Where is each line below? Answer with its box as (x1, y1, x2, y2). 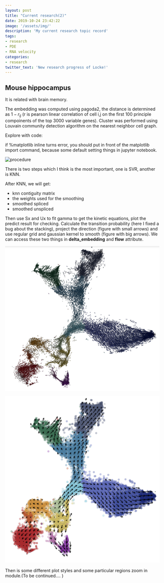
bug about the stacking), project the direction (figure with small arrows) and (5, 226, 158, 231)
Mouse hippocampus (5, 83, 71, 92)
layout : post (5, 8, 32, 13)
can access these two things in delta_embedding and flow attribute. (5, 236, 143, 242)
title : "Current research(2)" (5, 13, 67, 18)
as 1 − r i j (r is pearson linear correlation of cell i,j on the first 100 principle (5, 111, 152, 118)
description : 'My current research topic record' (5, 28, 109, 34)
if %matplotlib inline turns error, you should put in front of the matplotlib (5, 142, 150, 148)
